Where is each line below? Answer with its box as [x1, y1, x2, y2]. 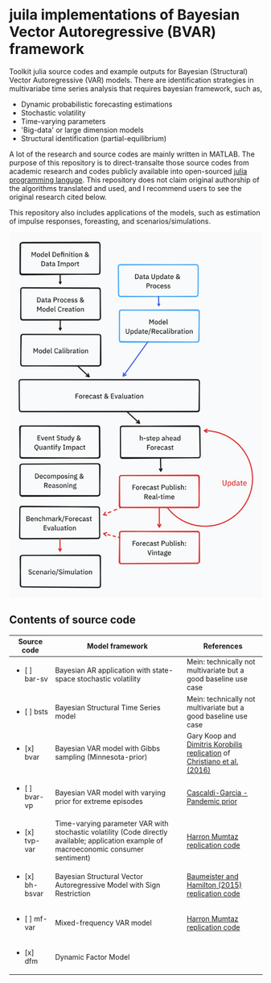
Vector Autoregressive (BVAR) [9, 23, 216, 41]
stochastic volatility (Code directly [55, 827, 168, 837]
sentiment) [55, 853, 91, 863]
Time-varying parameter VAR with [55, 818, 169, 828]
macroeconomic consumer [55, 844, 144, 854]
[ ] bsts [24, 707, 49, 717]
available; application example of [55, 836, 164, 846]
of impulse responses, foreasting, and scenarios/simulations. [9, 216, 211, 226]
